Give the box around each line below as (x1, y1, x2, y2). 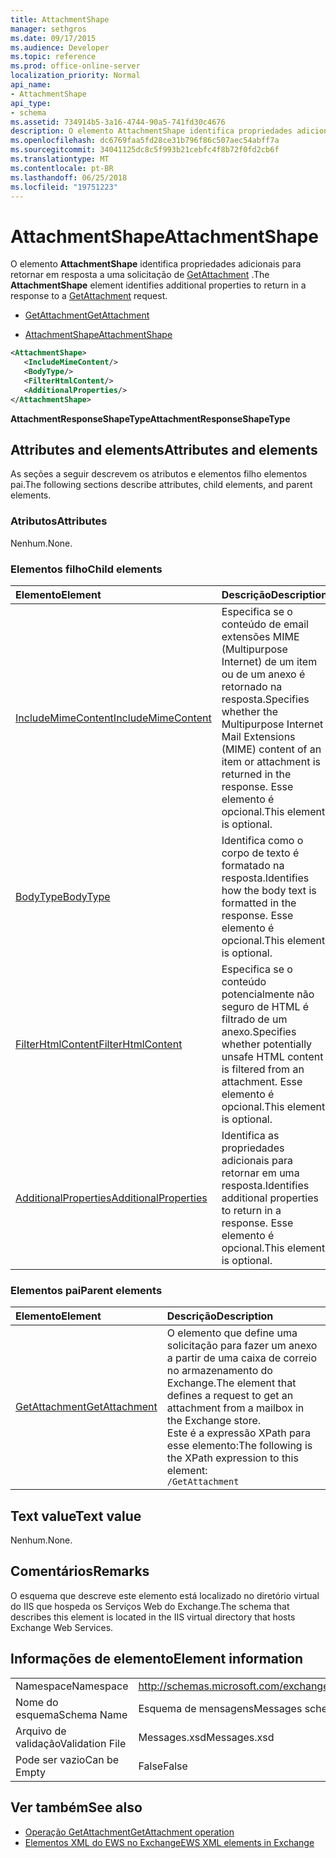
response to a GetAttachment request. (10, 290, 168, 302)
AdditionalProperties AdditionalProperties (15, 1191, 208, 1205)
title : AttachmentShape (10, 14, 110, 25)
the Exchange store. (166, 1414, 262, 1428)
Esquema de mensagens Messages (138, 1701, 303, 1715)
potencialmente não (221, 987, 315, 1001)
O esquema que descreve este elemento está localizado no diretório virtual (10, 1589, 320, 1601)
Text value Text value (10, 1507, 142, 1525)
